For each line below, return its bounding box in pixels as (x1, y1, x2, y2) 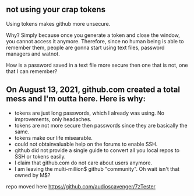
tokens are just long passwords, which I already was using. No (14, 109, 165, 116)
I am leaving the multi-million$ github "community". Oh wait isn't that (14, 165, 179, 172)
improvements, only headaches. (14, 115, 92, 122)
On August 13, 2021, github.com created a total (6, 85, 181, 95)
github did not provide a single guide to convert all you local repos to (14, 146, 179, 154)
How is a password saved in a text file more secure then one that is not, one (6, 61, 188, 68)
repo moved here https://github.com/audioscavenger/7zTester (6, 183, 156, 190)
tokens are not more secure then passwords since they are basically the (14, 122, 188, 129)
